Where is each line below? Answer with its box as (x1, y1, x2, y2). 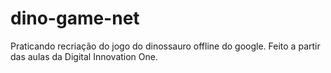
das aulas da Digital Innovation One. (10, 50, 158, 62)
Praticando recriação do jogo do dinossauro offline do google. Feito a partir (10, 40, 321, 52)
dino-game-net (10, 7, 140, 30)
